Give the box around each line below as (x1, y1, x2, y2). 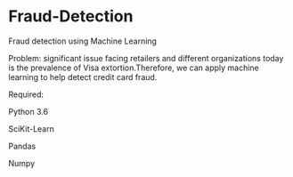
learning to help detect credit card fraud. (8, 71, 158, 82)
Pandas (8, 141, 37, 151)
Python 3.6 (8, 106, 49, 117)
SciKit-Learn (8, 123, 54, 134)
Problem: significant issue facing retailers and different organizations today (8, 52, 284, 63)
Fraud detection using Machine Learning (8, 36, 158, 46)
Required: (8, 89, 45, 100)
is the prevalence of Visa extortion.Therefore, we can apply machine (8, 62, 259, 73)
